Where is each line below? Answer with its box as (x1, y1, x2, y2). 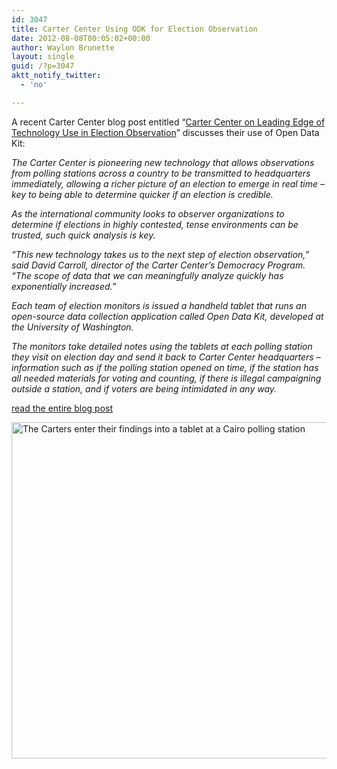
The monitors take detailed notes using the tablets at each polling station (11, 340, 313, 352)
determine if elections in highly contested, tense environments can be (11, 218, 299, 230)
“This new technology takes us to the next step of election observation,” (11, 248, 310, 260)
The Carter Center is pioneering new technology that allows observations (11, 156, 315, 168)
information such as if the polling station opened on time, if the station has (11, 361, 319, 373)
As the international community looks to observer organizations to (11, 207, 285, 220)
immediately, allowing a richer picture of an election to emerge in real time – (11, 177, 325, 190)
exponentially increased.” (11, 280, 117, 292)
